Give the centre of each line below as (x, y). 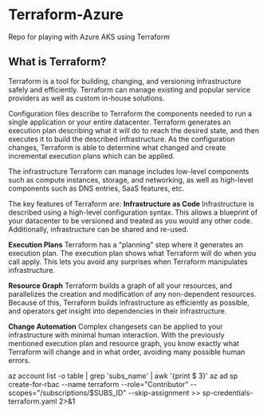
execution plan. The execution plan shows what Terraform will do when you (132, 253)
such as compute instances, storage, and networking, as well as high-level (131, 179)
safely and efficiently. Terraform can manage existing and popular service (130, 89)
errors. (19, 360)
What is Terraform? (57, 62)
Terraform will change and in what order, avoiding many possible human (127, 352)
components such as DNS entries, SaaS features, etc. (96, 188)
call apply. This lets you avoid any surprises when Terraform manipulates (128, 262)
